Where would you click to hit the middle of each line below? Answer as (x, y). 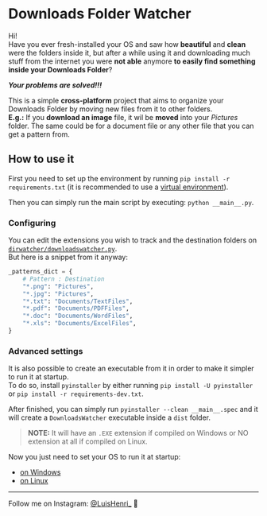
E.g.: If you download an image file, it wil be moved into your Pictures (123, 117)
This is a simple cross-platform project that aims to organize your (116, 100)
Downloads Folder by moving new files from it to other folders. (110, 109)
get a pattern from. (39, 134)
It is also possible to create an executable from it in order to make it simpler (131, 369)
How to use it (41, 159)
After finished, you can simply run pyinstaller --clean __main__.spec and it (133, 409)
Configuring (32, 223)
